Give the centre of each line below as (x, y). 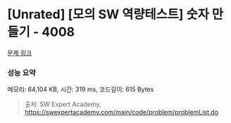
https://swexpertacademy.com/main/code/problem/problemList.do (121, 112)
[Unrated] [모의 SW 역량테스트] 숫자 (108, 14)
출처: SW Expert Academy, (63, 104)
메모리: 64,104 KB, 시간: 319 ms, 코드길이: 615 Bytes (81, 89)
